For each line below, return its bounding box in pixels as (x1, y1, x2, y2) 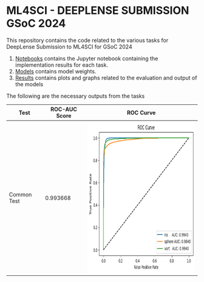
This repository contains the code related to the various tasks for (6, 36, 169, 44)
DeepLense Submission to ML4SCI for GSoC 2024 (6, 43, 132, 50)
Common (8, 191, 32, 198)
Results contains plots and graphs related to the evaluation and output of (15, 74, 197, 81)
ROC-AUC (50, 106, 78, 113)
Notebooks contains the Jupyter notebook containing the (15, 55, 158, 62)
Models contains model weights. (15, 67, 97, 75)
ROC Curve (126, 109, 156, 116)
